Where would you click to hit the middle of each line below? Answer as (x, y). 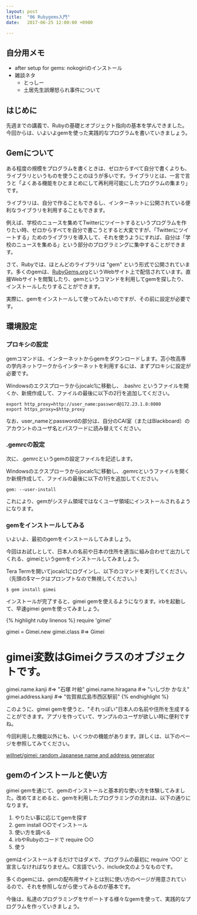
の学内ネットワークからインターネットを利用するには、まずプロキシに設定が (98, 366)
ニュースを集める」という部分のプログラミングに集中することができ (98, 245)
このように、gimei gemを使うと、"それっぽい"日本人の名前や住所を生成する (98, 709)
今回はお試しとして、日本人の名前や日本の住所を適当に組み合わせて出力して (98, 551)
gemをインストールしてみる (45, 525)
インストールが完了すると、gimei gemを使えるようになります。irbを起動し (96, 601)
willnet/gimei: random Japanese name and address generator (80, 755)
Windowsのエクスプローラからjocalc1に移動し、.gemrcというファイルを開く (98, 471)
